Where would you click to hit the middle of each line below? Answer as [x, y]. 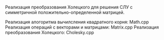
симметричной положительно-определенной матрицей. [65, 12]
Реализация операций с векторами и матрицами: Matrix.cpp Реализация [82, 27]
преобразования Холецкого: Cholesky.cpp [50, 32]
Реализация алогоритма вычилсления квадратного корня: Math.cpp [77, 22]
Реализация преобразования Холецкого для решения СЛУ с [69, 7]
